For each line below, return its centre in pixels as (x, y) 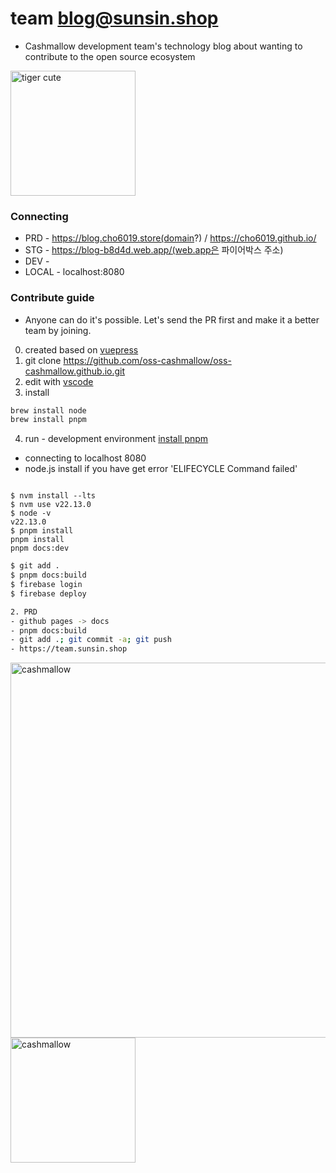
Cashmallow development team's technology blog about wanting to (163, 46)
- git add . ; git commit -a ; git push (91, 640)
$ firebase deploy (48, 593)
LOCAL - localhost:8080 (74, 272)
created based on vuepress (81, 349)
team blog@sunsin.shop (114, 18)
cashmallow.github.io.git (75, 371)
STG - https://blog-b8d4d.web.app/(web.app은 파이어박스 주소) (154, 250)
